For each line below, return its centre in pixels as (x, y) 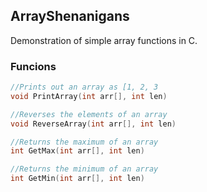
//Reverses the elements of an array (89, 114)
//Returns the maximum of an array (84, 142)
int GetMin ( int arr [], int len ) (77, 179)
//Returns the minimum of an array (84, 169)
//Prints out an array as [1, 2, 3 (84, 87)
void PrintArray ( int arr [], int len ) (89, 96)
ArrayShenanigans (70, 16)
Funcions (33, 66)
